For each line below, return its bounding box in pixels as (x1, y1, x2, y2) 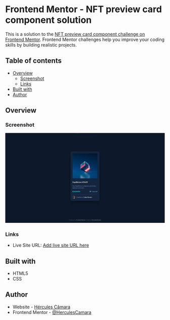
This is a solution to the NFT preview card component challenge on (5, 31, 145, 37)
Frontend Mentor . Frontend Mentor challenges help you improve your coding (5, 36, 165, 43)
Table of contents (5, 57, 62, 65)
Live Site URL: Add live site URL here (12, 242, 90, 249)
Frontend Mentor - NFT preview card (5, 4, 162, 15)
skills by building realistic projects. (5, 42, 77, 48)
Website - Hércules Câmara (12, 304, 71, 310)
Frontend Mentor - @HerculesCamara (12, 309, 92, 315)
